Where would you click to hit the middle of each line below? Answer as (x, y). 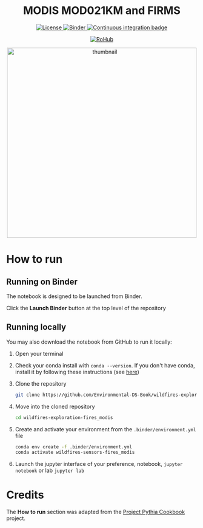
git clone (28, 395)
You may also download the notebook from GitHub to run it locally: (89, 342)
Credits (25, 495)
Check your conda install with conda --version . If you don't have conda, (105, 365)
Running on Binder (42, 281)
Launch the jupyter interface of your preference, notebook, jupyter (99, 464)
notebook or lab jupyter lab (50, 471)
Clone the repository (41, 383)
